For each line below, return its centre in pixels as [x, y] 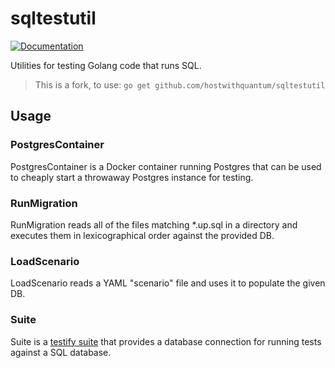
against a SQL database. [61, 352]
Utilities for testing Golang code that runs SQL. [106, 65]
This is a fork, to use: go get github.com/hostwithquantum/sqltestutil [180, 84]
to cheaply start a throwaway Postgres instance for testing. [132, 177]
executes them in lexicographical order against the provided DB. [142, 235]
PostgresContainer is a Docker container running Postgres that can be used [166, 166]
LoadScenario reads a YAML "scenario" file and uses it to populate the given [168, 283]
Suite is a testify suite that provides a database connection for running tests [166, 341]
